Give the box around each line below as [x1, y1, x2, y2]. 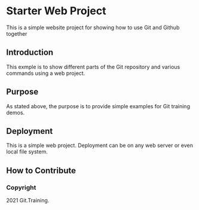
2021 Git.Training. [6, 197, 50, 204]
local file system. [6, 148, 48, 155]
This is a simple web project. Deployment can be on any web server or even [6, 142, 193, 149]
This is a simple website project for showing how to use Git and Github [6, 24, 180, 31]
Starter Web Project [6, 4, 106, 18]
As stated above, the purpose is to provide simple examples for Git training [6, 102, 190, 109]
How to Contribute [6, 165, 76, 175]
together [6, 30, 27, 37]
